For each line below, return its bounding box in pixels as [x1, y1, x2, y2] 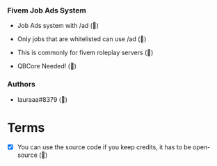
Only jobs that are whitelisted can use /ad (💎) [17, 35, 147, 43]
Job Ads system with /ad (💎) [17, 22, 99, 30]
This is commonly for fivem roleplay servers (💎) [17, 48, 154, 57]
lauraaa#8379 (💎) [17, 95, 68, 103]
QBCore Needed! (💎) [17, 62, 77, 70]
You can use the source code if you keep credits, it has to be [17, 142, 191, 151]
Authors [7, 80, 36, 89]
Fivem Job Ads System [7, 6, 87, 15]
